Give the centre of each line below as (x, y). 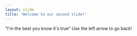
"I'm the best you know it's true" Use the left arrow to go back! (68, 28)
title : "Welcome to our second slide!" (46, 14)
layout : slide (20, 10)
